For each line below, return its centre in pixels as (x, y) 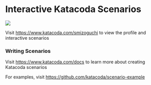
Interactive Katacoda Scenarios (73, 9)
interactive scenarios (27, 38)
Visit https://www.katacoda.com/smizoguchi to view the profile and (76, 32)
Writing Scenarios (28, 51)
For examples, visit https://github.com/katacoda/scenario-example (75, 77)
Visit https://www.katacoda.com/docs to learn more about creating (75, 62)
